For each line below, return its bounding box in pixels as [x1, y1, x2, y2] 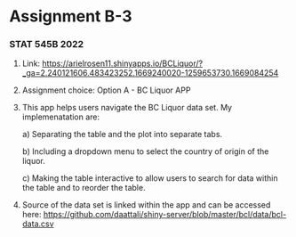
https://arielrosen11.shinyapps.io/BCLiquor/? [42, 58, 204, 69]
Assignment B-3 [9, 6, 132, 27]
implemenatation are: [21, 111, 100, 122]
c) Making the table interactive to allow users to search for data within [21, 173, 278, 184]
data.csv [21, 218, 55, 229]
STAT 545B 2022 [9, 38, 84, 51]
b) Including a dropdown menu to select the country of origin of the [21, 146, 269, 157]
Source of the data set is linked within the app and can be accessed [21, 200, 271, 210]
